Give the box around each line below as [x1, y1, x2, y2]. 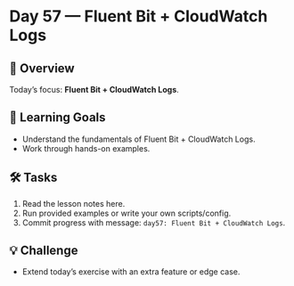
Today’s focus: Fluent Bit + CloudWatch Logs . [9, 85, 180, 94]
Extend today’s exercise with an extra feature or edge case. [21, 266, 241, 277]
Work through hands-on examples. [21, 143, 151, 153]
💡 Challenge [9, 243, 78, 258]
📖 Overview [9, 61, 75, 76]
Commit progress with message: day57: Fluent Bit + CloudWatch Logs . [21, 217, 286, 228]
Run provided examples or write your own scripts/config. [21, 208, 232, 218]
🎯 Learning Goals [9, 110, 106, 126]
